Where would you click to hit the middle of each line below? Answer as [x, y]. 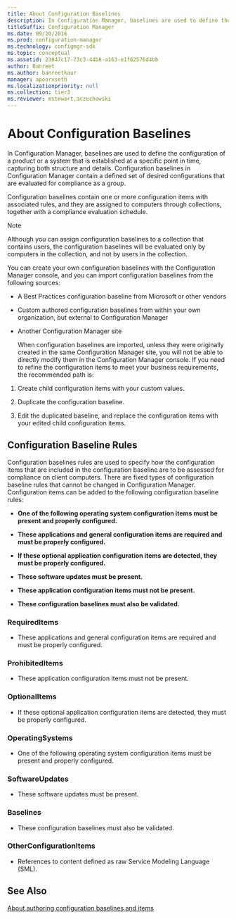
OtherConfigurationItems [52, 846]
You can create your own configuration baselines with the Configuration [111, 268]
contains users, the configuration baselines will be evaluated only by [106, 246]
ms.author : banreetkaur [42, 73]
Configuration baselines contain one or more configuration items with [108, 196]
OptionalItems [32, 696]
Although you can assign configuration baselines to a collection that [106, 239]
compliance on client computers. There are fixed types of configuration [111, 477]
